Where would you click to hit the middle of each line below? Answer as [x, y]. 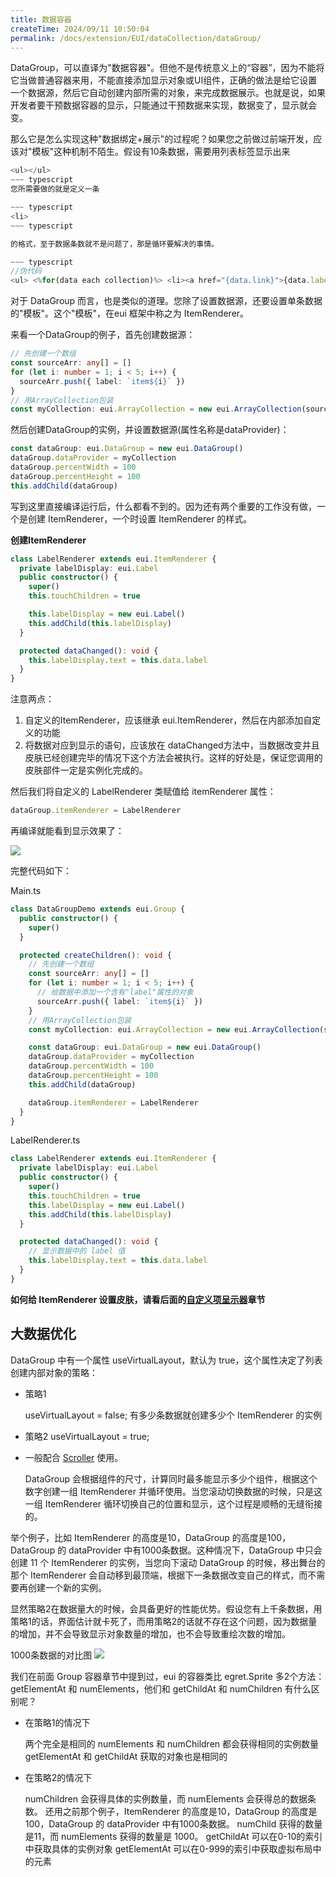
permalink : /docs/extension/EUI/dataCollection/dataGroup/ [136, 38]
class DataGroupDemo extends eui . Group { [98, 909]
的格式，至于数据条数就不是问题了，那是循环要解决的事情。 [114, 244]
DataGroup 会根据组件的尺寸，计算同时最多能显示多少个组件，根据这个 [171, 1478]
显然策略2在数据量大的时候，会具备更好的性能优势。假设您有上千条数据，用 [166, 1608]
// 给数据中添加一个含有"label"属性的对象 [115, 992]
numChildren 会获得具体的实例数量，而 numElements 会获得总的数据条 [170, 1798]
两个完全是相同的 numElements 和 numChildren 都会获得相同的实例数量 [172, 1743]
